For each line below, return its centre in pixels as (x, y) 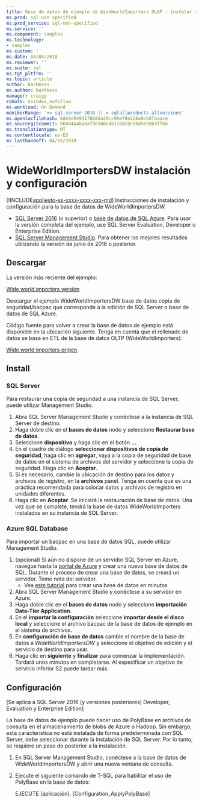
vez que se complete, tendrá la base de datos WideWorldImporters (98, 506)
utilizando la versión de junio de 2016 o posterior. (76, 244)
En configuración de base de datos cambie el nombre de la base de (100, 637)
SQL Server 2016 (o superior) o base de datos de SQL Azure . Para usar (103, 218)
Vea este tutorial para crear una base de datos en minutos (96, 585)
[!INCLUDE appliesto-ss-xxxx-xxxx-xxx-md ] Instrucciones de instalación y (98, 200)
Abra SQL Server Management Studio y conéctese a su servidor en (98, 592)
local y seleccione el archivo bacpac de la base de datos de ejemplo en (104, 624)
